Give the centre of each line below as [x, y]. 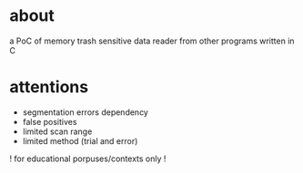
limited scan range [57, 131]
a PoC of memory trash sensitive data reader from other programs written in [152, 41]
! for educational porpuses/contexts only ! [88, 159]
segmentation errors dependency [85, 112]
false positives [50, 121]
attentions [49, 87]
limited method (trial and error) [80, 140]
